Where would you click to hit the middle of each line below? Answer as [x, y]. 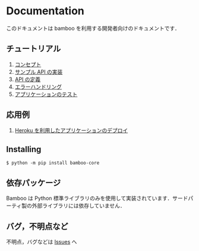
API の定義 [28, 79]
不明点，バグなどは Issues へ [42, 242]
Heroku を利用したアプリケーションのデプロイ [71, 130]
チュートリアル [34, 49]
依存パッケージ [34, 183]
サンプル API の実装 [39, 72]
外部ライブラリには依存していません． [79, 206]
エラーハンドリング [38, 86]
